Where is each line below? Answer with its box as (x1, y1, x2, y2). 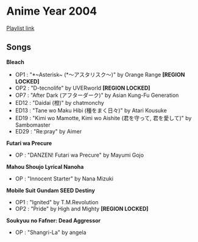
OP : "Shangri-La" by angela (15, 229, 87, 236)
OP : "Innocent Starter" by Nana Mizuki (15, 175, 114, 182)
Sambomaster (15, 121, 51, 129)
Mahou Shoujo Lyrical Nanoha (6, 163, 84, 170)
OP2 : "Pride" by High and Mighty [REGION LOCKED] (15, 205, 149, 212)
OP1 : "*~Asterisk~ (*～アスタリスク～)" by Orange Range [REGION (15, 71, 185, 78)
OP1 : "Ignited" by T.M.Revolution (15, 198, 99, 205)
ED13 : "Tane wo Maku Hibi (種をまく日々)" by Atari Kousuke (15, 107, 168, 114)
